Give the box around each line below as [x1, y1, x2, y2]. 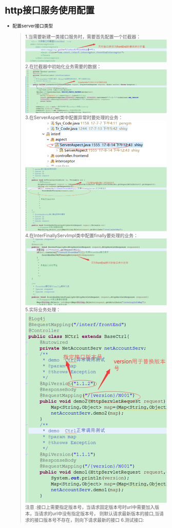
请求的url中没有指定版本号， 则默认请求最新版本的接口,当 [39, 511, 160, 517]
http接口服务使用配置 [5, 5, 95, 16]
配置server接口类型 [12, 23, 53, 29]
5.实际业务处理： [25, 306, 61, 313]
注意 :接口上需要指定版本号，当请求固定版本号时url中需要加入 [25, 504, 155, 511]
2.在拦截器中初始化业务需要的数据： [25, 64, 102, 70]
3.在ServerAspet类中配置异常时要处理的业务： [25, 114, 123, 121]
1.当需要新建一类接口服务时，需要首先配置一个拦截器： [25, 33, 141, 40]
